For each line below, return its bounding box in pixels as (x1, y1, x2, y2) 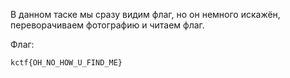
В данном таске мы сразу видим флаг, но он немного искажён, (10, 9, 281, 20)
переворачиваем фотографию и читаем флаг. (10, 19, 205, 31)
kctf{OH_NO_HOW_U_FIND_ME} (10, 58, 123, 68)
